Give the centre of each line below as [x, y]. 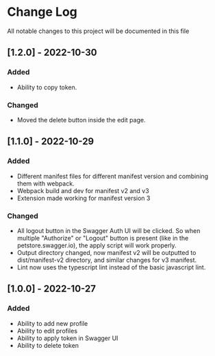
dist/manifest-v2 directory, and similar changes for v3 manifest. [107, 260]
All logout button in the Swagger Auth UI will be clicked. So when [109, 230]
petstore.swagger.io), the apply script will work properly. [97, 245]
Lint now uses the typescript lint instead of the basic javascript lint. [111, 267]
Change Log [42, 12]
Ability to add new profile [52, 323]
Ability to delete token [48, 345]
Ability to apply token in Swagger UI [67, 338]
